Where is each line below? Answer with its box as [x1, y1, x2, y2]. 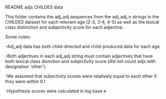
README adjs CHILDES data [5, 4, 63, 10]
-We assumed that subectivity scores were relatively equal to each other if [5, 73, 157, 79]
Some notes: [5, 34, 31, 40]
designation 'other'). [5, 64, 47, 69]
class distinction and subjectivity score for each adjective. [5, 24, 124, 30]
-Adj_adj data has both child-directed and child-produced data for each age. [5, 44, 161, 49]
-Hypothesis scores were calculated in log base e [5, 88, 107, 94]
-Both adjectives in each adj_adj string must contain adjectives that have [5, 53, 153, 59]
